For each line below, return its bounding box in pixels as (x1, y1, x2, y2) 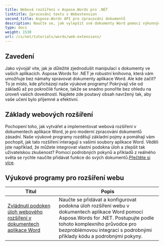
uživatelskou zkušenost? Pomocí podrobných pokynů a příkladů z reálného (5, 149, 156, 155)
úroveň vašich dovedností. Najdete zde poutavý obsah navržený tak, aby (5, 91, 151, 97)
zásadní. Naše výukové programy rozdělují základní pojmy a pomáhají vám (5, 133, 155, 139)
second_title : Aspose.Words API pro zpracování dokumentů (5, 16, 125, 21)
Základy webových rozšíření (5, 111, 93, 119)
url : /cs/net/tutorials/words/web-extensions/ (5, 35, 102, 39)
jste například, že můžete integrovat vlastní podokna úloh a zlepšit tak (5, 144, 145, 150)
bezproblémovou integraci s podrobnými (59, 227, 152, 234)
